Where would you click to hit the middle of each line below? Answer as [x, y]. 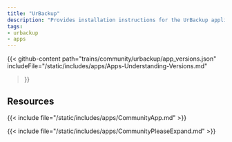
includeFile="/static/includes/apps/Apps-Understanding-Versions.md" [107, 66]
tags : [15, 26]
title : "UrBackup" [33, 13]
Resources [31, 101]
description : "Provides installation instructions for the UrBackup [108, 20]
